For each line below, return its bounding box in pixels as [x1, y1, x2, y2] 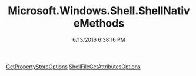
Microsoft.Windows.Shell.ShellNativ [8, 4, 190, 18]
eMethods [73, 16, 125, 30]
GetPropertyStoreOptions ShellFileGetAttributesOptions [6, 63, 141, 70]
